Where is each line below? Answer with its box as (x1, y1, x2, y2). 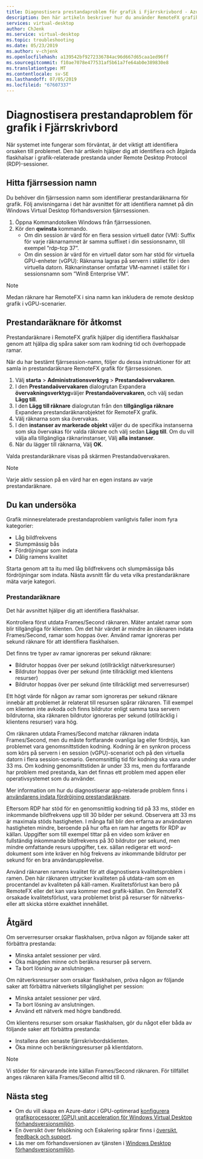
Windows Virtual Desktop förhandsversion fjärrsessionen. (6, 206, 150, 214)
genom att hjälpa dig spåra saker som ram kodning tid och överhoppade (6, 340, 186, 347)
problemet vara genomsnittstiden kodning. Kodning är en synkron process (6, 742, 192, 750)
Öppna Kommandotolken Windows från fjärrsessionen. (14, 219, 152, 226)
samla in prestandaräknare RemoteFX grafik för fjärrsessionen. (6, 365, 163, 372)
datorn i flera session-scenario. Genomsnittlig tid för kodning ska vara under (6, 755, 196, 763)
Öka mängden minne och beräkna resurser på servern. (14, 958, 152, 966)
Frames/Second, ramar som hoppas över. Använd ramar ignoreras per (6, 631, 181, 639)
